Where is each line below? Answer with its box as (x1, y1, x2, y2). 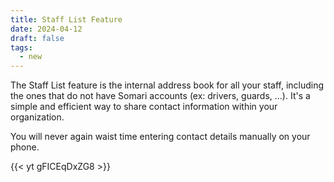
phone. (10, 141, 40, 153)
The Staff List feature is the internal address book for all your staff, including (10, 79, 325, 91)
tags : (10, 42, 33, 53)
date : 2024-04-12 (10, 24, 83, 34)
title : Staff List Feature (10, 14, 123, 25)
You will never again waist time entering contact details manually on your (10, 131, 311, 143)
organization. (10, 111, 65, 123)
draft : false (10, 33, 65, 43)
